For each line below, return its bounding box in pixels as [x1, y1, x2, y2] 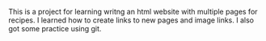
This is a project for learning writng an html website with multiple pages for [8, 7, 258, 16]
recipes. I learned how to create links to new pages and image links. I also [8, 15, 255, 25]
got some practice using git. [8, 24, 102, 33]
